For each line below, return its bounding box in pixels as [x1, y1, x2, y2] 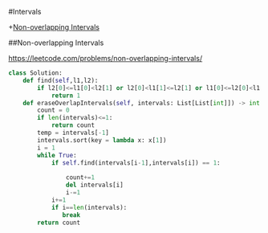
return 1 [51, 92, 81, 100]
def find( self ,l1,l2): [22, 76, 99, 84]
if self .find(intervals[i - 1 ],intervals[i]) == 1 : [51, 158, 221, 167]
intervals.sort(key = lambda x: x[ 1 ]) [37, 136, 167, 144]
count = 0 [37, 106, 70, 115]
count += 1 [65, 174, 95, 182]
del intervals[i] [65, 181, 124, 190]
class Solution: [8, 69, 63, 77]
